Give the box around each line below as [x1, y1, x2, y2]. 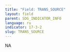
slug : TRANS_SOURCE [5, 29, 44, 34]
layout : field [5, 12, 34, 16]
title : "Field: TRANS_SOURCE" [5, 7, 66, 12]
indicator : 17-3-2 [5, 25, 42, 30]
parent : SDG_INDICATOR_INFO [5, 16, 62, 21]
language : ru [5, 20, 31, 26]
